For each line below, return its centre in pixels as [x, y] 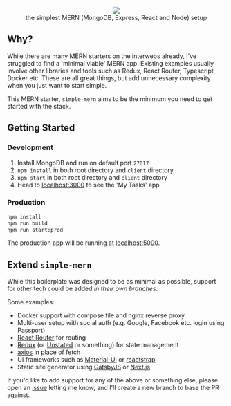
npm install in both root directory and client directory [95, 170]
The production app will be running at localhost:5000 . [84, 243]
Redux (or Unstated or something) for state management [98, 345]
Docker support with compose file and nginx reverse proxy [101, 315]
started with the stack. [39, 106]
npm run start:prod [35, 230]
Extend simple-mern [49, 265]
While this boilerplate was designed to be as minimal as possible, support [112, 282]
